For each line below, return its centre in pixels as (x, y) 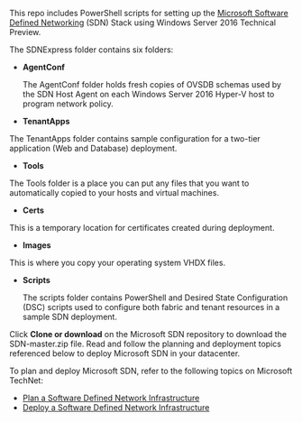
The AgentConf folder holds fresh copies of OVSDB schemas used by (152, 84)
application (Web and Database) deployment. (93, 148)
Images (37, 245)
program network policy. (68, 104)
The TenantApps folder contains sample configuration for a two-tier (135, 138)
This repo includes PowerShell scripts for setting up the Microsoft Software (149, 13)
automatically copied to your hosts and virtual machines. (114, 193)
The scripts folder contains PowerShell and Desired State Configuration (155, 298)
